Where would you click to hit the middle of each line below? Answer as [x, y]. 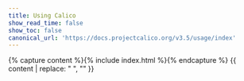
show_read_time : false [46, 23]
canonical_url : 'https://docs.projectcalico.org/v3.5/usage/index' [122, 38]
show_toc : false [35, 30]
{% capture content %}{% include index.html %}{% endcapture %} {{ [122, 60]
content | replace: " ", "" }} [51, 69]
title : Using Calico [43, 15]
